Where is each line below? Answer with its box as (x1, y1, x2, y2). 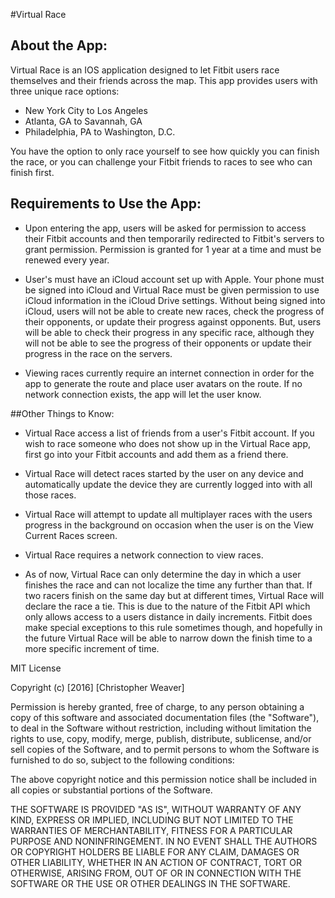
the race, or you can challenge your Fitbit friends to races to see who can (10, 155, 313, 168)
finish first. (10, 166, 55, 178)
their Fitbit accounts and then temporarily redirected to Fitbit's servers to (24, 232, 325, 244)
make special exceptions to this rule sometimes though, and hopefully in (24, 621, 323, 633)
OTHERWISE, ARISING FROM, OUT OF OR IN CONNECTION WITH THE (10, 867, 302, 879)
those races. (24, 489, 77, 501)
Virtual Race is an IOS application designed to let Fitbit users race (10, 64, 280, 76)
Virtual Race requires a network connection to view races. (24, 549, 264, 561)
